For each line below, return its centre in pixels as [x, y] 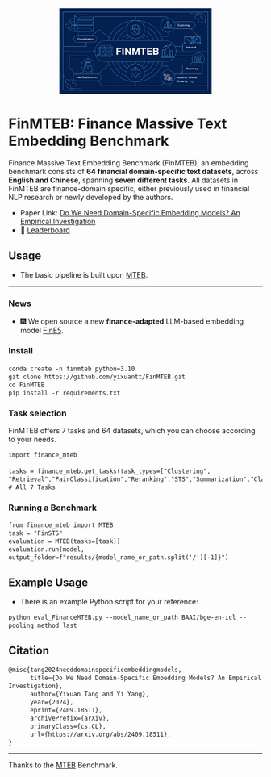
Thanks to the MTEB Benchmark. [63, 765]
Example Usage [48, 582]
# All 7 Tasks [32, 487]
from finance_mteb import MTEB [61, 525]
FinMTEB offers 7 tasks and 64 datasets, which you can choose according [132, 431]
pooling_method [34, 626]
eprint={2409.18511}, [66, 710]
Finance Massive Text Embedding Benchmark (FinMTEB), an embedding [129, 163]
